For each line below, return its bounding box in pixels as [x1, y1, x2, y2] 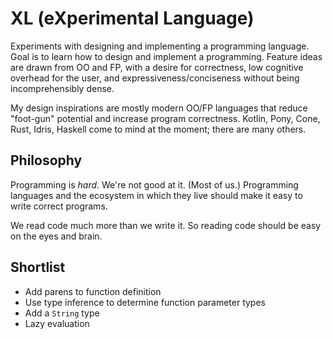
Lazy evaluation [24, 317, 90, 329]
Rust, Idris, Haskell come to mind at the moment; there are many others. [10, 123, 307, 135]
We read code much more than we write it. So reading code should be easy [10, 219, 322, 231]
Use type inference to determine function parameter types [24, 296, 266, 308]
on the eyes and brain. [10, 230, 103, 242]
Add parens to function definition [24, 285, 162, 297]
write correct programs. [10, 200, 108, 212]
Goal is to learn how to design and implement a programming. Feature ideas [10, 50, 323, 62]
